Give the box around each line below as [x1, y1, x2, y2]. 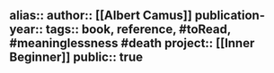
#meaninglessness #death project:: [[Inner [9, 36, 255, 51]
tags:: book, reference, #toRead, [45, 22, 232, 37]
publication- [194, 8, 265, 23]
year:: [9, 22, 43, 37]
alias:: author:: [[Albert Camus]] [9, 8, 193, 23]
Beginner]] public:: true [9, 50, 144, 65]
